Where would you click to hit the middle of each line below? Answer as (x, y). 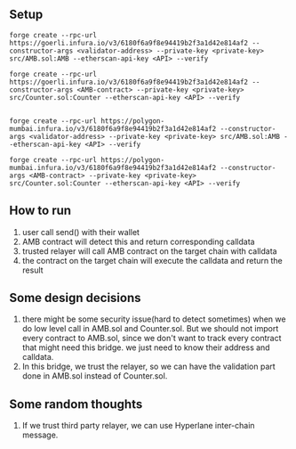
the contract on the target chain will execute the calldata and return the (152, 260)
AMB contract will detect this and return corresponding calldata (138, 241)
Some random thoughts (76, 404)
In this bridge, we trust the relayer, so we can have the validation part (148, 367)
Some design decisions (75, 298)
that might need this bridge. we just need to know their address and (146, 347)
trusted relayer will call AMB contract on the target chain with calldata (149, 251)
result (32, 270)
